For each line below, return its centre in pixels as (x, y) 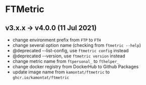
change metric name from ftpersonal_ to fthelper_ (66, 61)
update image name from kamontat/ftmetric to (61, 72)
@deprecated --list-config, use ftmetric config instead (70, 51)
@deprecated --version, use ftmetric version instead (69, 56)
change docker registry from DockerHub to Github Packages (76, 67)
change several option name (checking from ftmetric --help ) (77, 45)
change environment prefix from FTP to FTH (57, 40)
